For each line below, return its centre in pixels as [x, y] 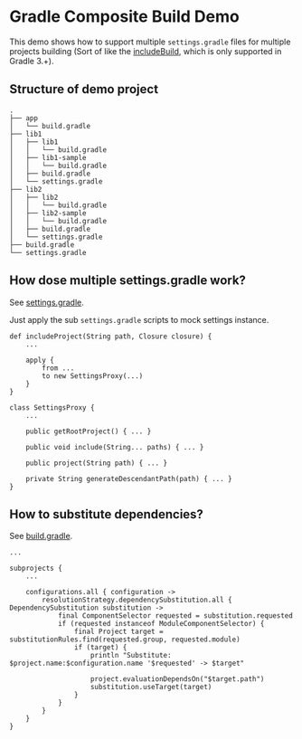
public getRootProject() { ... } [89, 431]
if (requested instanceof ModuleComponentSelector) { [161, 624]
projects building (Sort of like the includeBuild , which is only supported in [146, 51]
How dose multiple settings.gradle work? [128, 281]
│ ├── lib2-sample [48, 213]
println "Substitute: [131, 656]
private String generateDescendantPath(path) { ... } [129, 478]
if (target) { [100, 648]
